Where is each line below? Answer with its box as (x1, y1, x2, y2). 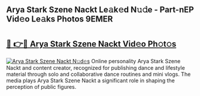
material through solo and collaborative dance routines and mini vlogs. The (6, 71, 191, 78)
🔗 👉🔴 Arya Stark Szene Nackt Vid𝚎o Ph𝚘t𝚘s (6, 39, 177, 49)
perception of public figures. (6, 83, 77, 90)
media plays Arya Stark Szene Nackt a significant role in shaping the (6, 77, 175, 84)
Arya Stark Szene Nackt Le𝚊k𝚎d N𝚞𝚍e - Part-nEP (6, 5, 195, 15)
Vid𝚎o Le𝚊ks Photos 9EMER (6, 14, 113, 24)
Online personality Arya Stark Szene (91, 58, 181, 64)
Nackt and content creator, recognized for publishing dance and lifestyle (6, 64, 186, 71)
